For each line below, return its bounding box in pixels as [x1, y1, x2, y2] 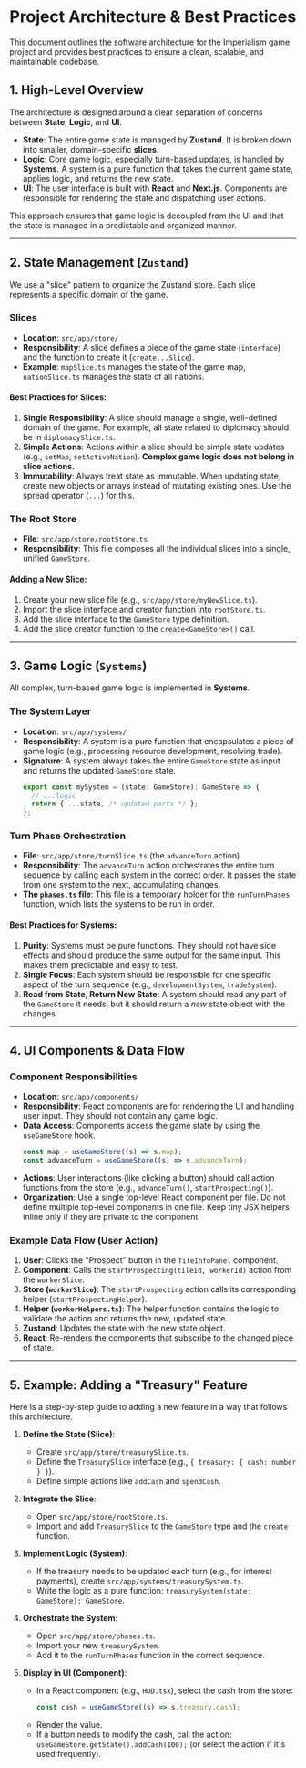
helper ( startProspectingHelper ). [22, 1294, 148, 1305]
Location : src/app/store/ [22, 331, 119, 343]
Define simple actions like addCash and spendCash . [36, 1476, 221, 1487]
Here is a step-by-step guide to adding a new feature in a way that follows [9, 1402, 288, 1413]
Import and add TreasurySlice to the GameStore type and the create [36, 1521, 289, 1531]
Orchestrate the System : [22, 1613, 118, 1624]
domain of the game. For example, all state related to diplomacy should [22, 422, 290, 433]
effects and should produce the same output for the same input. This [22, 950, 281, 961]
